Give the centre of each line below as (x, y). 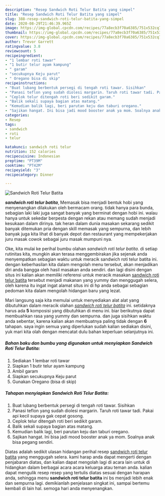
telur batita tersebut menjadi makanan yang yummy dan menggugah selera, (82, 280)
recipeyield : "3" (23, 170)
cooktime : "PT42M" (24, 165)
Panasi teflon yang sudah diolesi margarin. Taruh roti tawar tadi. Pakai (83, 411)
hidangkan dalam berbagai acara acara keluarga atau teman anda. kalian (79, 467)
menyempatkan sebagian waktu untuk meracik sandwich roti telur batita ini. (82, 259)
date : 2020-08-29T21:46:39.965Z (38, 23)
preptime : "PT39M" (24, 161)
